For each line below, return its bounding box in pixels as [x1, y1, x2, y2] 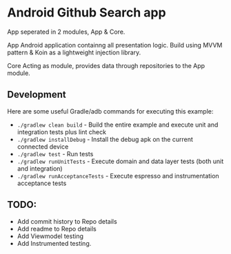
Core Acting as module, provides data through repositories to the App [7, 61, 205, 70]
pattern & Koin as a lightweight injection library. [7, 48, 141, 56]
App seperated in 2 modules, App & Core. [7, 28, 125, 36]
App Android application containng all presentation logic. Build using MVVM [7, 41, 223, 49]
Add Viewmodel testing [17, 232, 84, 240]
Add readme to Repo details [17, 224, 97, 233]
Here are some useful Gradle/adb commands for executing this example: [7, 107, 214, 115]
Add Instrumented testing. [17, 239, 92, 247]
